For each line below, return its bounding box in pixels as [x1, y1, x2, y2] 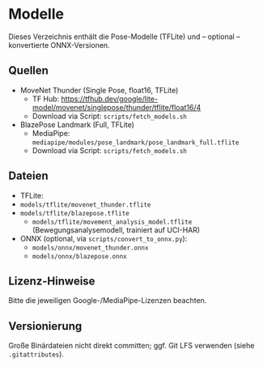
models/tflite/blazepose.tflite [19, 209, 129, 217]
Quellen [8, 64, 49, 78]
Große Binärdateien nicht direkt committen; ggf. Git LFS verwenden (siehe [8, 341, 255, 351]
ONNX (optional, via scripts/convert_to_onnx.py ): [19, 233, 188, 243]
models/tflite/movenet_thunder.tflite [19, 200, 151, 209]
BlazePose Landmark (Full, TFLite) [19, 119, 135, 130]
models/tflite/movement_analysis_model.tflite [32, 218, 193, 226]
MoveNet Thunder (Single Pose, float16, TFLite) [19, 85, 179, 95]
